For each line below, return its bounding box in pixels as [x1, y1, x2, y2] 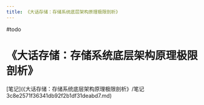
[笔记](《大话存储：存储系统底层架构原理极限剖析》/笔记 [6, 85, 144, 92]
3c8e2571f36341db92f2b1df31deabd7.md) [6, 92, 112, 99]
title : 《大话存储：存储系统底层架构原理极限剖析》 [6, 8, 120, 15]
